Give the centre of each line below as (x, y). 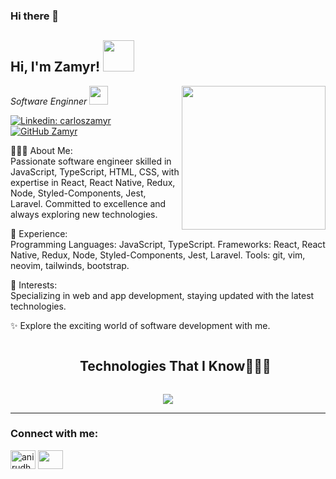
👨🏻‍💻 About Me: (41, 150)
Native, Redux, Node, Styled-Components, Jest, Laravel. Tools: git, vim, (158, 255)
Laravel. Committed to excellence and (88, 203)
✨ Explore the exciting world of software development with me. (140, 325)
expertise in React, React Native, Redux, (93, 182)
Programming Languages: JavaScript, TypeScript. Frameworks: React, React (168, 244)
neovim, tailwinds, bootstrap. (70, 265)
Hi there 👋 (35, 16)
